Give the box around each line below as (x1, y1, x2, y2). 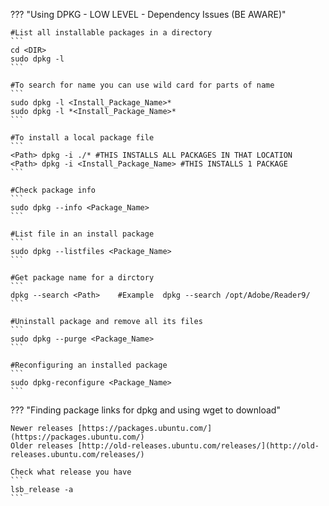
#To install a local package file (10, 133, 155, 143)
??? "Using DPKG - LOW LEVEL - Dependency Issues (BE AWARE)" (10, 9, 287, 20)
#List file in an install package (10, 229, 155, 239)
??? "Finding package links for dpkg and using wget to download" (10, 404, 281, 416)
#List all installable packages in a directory (10, 28, 213, 38)
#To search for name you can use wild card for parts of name (10, 80, 275, 90)
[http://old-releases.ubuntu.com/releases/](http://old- (77, 441, 320, 451)
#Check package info (10, 185, 97, 195)
